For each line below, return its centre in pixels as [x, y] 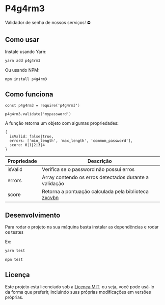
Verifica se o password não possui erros [88, 169]
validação [53, 184]
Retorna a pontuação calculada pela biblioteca [95, 192]
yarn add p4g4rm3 [23, 60]
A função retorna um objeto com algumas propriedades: [62, 123]
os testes [14, 232]
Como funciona [29, 94]
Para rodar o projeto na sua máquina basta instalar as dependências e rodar [82, 227]
